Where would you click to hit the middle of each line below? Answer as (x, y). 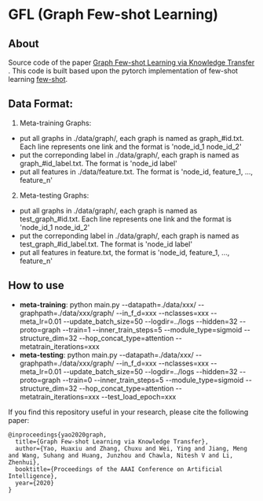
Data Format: (40, 104)
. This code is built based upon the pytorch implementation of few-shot (123, 71)
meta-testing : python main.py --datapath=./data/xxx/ (106, 354)
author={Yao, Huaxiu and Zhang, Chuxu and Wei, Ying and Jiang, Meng (131, 448)
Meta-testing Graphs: (54, 195)
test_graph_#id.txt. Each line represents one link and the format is (125, 219)
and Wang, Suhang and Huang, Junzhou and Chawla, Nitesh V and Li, (121, 455)
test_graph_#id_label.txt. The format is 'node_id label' (106, 244)
